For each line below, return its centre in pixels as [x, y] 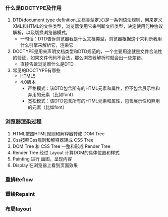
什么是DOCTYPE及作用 [34, 8]
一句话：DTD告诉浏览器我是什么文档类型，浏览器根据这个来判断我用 [91, 39]
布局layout [18, 209]
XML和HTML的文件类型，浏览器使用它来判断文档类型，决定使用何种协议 [88, 26]
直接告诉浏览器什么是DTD [47, 64]
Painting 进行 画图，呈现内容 [42, 159]
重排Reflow [19, 179]
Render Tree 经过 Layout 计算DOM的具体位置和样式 [66, 152]
